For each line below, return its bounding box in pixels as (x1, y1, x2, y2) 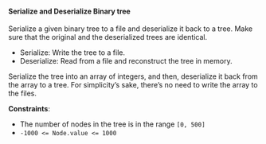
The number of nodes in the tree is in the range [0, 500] (19, 119, 205, 129)
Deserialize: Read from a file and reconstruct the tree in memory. (19, 56, 233, 66)
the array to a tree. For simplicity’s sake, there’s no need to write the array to (8, 80, 258, 90)
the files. (8, 88, 37, 99)
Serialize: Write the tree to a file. (19, 48, 126, 57)
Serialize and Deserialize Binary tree (8, 6, 131, 16)
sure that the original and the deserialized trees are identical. (8, 33, 208, 42)
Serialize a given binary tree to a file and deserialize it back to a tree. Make (8, 24, 253, 33)
